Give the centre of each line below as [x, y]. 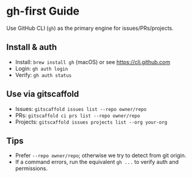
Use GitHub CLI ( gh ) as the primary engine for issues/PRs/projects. [90, 28]
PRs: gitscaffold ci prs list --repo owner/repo [77, 115]
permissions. [31, 168]
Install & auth [32, 47]
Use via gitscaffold [43, 94]
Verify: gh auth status [43, 75]
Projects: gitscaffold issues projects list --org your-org [91, 122]
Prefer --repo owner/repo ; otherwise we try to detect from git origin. [101, 155]
